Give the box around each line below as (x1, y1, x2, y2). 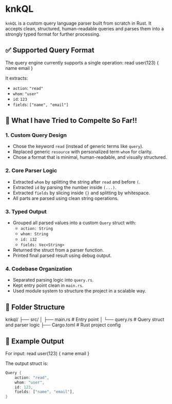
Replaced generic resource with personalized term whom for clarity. (12, 149, 153, 155)
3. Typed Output (5, 208, 47, 215)
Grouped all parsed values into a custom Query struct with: (12, 219, 136, 226)
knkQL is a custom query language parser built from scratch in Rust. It (5, 20, 151, 26)
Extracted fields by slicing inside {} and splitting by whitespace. (12, 190, 150, 196)
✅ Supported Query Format (5, 46, 94, 54)
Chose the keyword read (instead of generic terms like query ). (12, 143, 144, 150)
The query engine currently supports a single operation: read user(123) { (5, 60, 159, 66)
